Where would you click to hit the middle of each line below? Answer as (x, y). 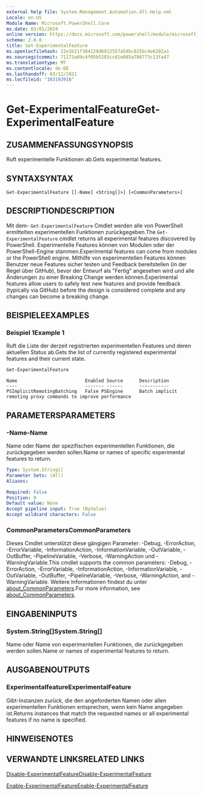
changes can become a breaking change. (58, 296)
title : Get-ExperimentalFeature (47, 46)
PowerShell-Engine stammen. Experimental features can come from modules (101, 251)
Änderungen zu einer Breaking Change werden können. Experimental (92, 277)
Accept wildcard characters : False (51, 515)
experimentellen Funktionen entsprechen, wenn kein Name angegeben (95, 706)
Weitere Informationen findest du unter (99, 582)
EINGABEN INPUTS (42, 614)
